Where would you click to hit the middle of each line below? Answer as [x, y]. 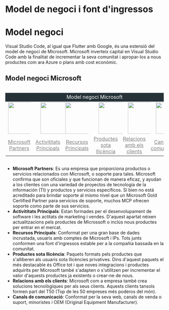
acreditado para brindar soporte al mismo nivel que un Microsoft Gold [85, 195]
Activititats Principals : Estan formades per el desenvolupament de [82, 211]
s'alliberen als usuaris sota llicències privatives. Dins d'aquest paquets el [88, 259]
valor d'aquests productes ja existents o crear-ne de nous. [73, 275]
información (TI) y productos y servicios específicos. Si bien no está [83, 190]
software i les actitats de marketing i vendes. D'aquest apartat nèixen [84, 216]
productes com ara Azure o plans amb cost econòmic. [61, 62]
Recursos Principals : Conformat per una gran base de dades [76, 232]
